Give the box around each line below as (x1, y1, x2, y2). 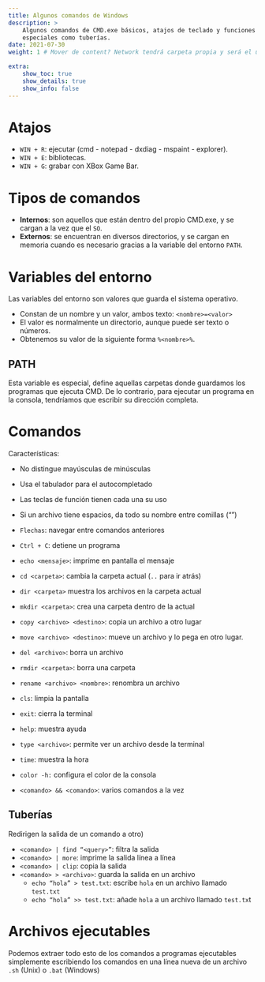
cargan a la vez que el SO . (19, 223, 103, 233)
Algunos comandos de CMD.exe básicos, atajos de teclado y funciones (22, 26, 256, 34)
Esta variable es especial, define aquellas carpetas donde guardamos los (8, 378, 246, 388)
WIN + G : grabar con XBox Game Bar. (19, 161, 140, 171)
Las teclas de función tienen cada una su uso (19, 495, 167, 504)
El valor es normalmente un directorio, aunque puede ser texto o (19, 317, 230, 328)
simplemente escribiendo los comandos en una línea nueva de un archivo (8, 957, 247, 966)
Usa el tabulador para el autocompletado (19, 479, 153, 489)
